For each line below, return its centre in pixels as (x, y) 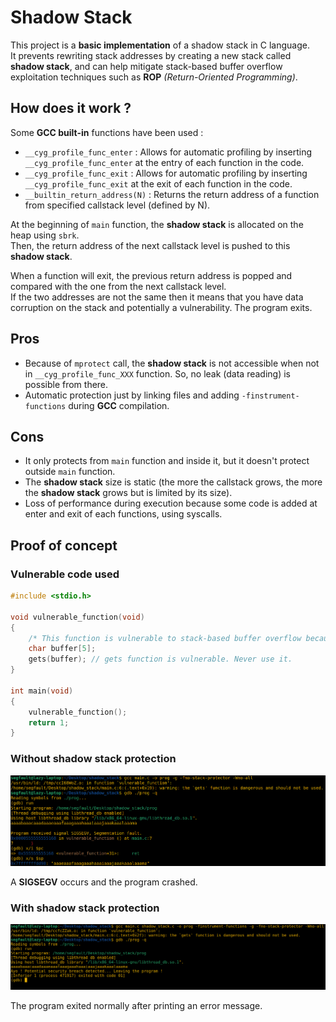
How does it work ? (71, 108)
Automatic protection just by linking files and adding (132, 395)
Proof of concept (64, 545)
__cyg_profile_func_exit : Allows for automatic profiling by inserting (166, 173)
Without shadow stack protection (93, 759)
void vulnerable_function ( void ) (77, 617)
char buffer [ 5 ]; (62, 649)
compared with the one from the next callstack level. (118, 286)
